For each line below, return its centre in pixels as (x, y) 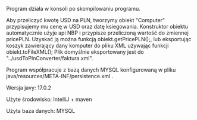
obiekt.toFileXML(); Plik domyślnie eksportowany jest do (75, 52)
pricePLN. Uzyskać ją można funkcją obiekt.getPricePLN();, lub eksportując (99, 39)
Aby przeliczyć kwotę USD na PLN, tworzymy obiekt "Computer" (86, 20)
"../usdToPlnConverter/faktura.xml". (50, 58)
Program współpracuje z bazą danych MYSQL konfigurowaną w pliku (91, 70)
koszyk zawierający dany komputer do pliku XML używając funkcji (87, 45)
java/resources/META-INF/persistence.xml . (60, 76)
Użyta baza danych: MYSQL (41, 111)
